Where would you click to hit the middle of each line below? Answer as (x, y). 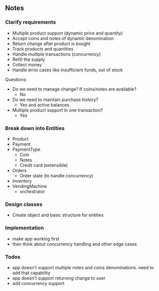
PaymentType (26, 149)
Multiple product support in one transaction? (58, 110)
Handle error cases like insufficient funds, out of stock (67, 70)
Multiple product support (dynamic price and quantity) (68, 33)
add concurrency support (38, 283)
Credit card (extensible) (44, 165)
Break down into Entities (35, 128)
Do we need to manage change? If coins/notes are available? (74, 89)
